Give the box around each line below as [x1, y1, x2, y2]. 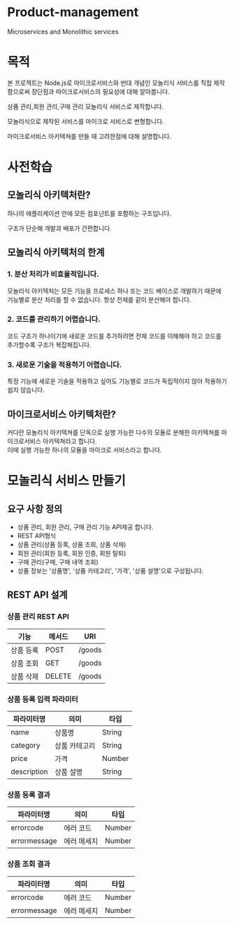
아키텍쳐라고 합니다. [43, 437, 98, 445]
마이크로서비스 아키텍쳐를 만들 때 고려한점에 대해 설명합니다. [7, 132, 172, 140]
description [10, 767, 48, 776]
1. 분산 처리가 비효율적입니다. [7, 269, 99, 279]
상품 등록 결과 [7, 790, 51, 800]
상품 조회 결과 [7, 859, 51, 869]
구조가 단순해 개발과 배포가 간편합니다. [7, 224, 112, 232]
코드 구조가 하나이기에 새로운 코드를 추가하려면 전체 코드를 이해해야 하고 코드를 [7, 331, 222, 340]
